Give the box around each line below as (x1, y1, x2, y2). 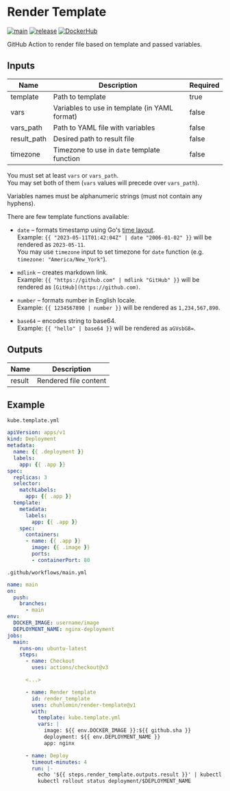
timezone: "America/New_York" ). (16, 255, 107, 263)
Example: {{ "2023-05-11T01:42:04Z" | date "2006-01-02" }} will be (16, 233, 212, 241)
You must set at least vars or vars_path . (7, 171, 119, 179)
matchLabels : (19, 486, 57, 494)
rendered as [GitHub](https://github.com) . (16, 283, 141, 291)
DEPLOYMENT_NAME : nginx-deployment (13, 626, 115, 633)
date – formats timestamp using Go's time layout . (16, 226, 155, 234)
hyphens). (7, 199, 36, 207)
